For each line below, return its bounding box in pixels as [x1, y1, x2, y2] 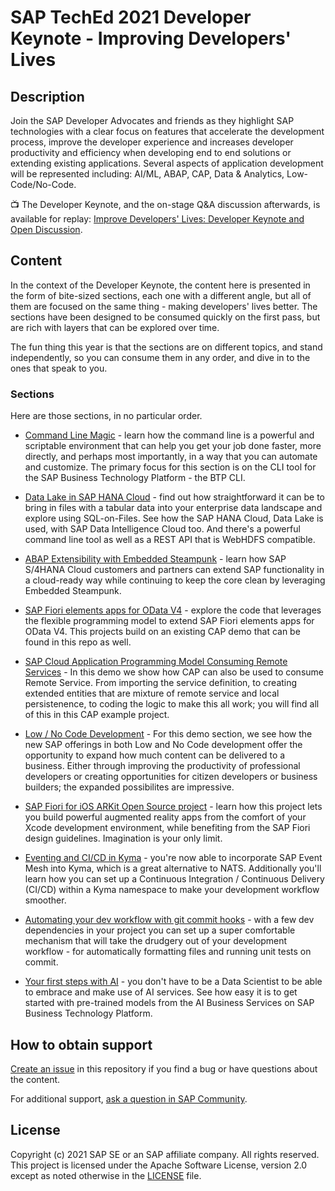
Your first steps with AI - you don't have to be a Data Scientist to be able [24, 976, 323, 988]
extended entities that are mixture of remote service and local [24, 687, 280, 700]
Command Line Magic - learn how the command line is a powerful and [24, 429, 315, 441]
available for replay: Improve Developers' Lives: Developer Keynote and [10, 213, 305, 225]
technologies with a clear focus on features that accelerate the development [10, 126, 325, 137]
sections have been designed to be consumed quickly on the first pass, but [10, 311, 321, 323]
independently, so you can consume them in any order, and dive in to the [10, 351, 311, 363]
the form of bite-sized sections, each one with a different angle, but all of [10, 289, 312, 301]
